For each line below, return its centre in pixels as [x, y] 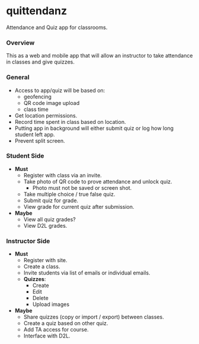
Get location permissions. [46, 115]
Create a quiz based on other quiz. [66, 323]
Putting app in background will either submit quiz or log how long [94, 128]
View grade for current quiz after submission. [79, 206]
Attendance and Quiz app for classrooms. [57, 27]
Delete [40, 298]
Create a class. [42, 267]
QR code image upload [52, 103]
